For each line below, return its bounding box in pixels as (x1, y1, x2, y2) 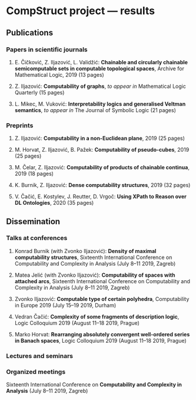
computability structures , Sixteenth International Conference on (14, 254, 172, 261)
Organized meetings (6, 368, 66, 376)
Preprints (6, 121, 34, 129)
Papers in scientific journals (6, 45, 88, 54)
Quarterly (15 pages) (14, 88, 65, 96)
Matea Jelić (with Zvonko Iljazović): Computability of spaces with (14, 271, 175, 278)
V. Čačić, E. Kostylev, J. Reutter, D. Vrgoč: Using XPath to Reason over (14, 193, 187, 200)
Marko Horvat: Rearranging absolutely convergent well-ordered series (14, 330, 190, 337)
